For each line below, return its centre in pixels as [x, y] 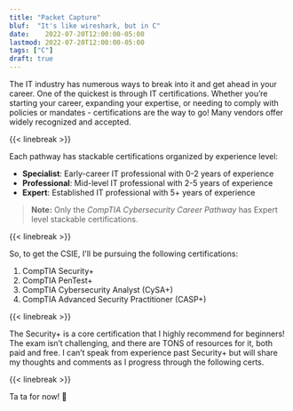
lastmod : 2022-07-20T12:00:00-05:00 [77, 42]
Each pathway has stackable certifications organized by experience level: [143, 156]
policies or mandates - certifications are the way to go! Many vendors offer [146, 113]
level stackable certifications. [84, 219]
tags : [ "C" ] [31, 51]
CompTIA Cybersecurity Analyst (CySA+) [97, 290]
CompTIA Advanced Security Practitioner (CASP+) [114, 299]
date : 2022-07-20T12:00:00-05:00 [77, 34]
